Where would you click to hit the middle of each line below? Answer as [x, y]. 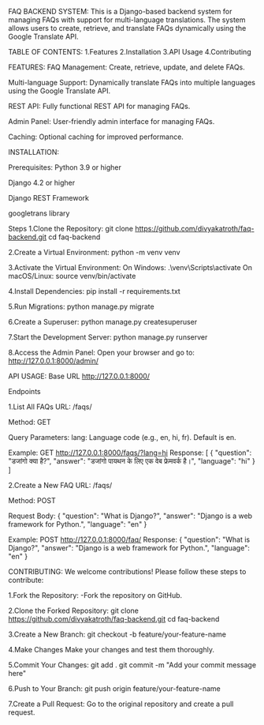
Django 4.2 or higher [42, 182]
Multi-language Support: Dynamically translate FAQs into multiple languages [132, 83]
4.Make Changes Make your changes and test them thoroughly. [112, 650]
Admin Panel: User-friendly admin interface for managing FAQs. [112, 121]
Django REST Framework [48, 198]
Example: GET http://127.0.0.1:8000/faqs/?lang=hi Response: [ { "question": [130, 453]
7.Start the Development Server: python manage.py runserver [108, 337]
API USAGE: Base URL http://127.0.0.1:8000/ [79, 376]
